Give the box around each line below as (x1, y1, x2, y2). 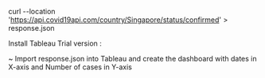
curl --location (8, 7, 56, 16)
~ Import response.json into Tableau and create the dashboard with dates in (8, 54, 257, 63)
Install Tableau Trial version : (8, 39, 102, 48)
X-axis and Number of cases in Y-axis (8, 62, 133, 72)
